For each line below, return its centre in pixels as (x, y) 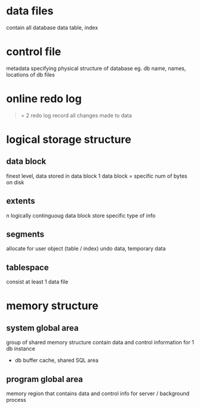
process (16, 400)
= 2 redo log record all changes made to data (76, 115)
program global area (45, 379)
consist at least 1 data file (37, 282)
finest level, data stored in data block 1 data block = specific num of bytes (97, 176)
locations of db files (30, 74)
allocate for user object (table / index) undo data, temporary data (86, 249)
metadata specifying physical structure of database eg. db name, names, (96, 68)
